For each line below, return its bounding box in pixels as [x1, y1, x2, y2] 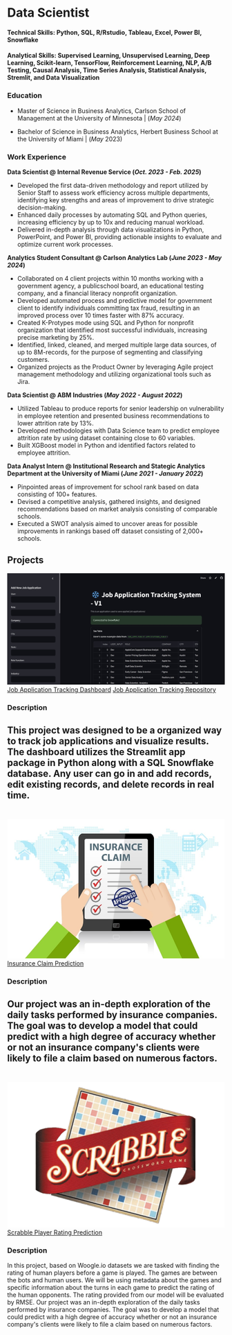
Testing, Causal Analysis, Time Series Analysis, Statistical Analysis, [7, 66, 207, 74]
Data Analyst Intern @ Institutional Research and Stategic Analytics [7, 462, 206, 470]
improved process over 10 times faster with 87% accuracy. [17, 311, 184, 320]
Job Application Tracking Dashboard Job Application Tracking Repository [7, 686, 216, 694]
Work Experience [7, 152, 67, 162]
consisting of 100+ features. [17, 490, 97, 498]
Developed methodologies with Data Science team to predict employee [17, 426, 220, 435]
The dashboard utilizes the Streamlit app [7, 746, 186, 758]
